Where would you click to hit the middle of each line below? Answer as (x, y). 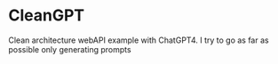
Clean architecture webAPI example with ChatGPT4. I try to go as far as (139, 40)
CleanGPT (47, 16)
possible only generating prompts (70, 49)
